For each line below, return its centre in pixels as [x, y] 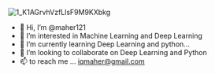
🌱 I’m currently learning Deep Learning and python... [105, 44]
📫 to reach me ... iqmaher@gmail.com [82, 61]
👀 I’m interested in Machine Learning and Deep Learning [111, 36]
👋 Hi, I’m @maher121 [53, 27]
